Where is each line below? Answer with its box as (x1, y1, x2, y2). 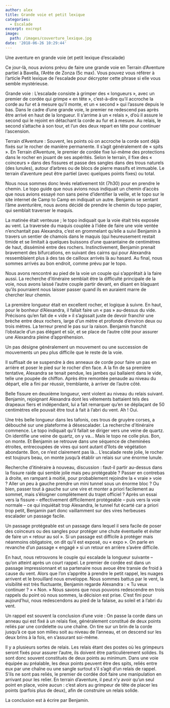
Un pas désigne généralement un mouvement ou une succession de (5, 344, 148, 350)
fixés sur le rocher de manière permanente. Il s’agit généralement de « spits (5, 143, 163, 149)
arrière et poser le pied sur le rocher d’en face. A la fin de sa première (5, 364, 151, 371)
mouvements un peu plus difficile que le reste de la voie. (5, 349, 123, 355)
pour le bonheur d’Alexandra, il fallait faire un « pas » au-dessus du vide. (5, 307, 156, 313)
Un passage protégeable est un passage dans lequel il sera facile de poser (5, 522, 161, 529)
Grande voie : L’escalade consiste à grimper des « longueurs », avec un (5, 90, 155, 97)
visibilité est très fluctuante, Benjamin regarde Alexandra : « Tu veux (5, 581, 148, 587)
